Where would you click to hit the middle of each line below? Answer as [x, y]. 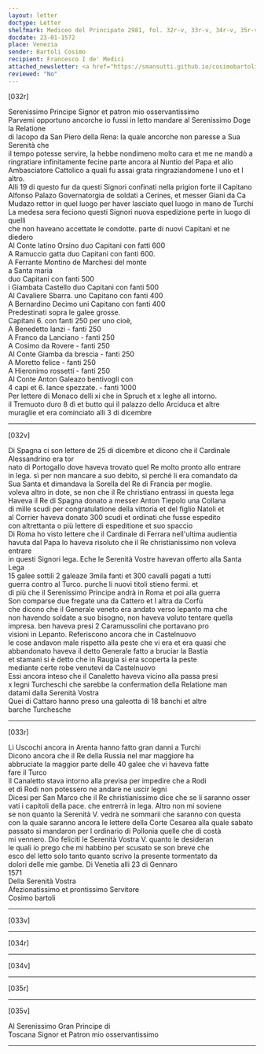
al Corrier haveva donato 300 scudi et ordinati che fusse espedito [115, 517]
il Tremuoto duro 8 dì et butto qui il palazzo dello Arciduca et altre [114, 404]
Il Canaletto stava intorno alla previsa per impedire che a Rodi [107, 780]
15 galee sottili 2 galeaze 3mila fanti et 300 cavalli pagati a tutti [110, 576]
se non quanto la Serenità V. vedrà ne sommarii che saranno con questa [125, 814]
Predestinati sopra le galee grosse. [64, 312]
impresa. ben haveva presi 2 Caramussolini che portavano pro [109, 625]
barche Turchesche [40, 709]
